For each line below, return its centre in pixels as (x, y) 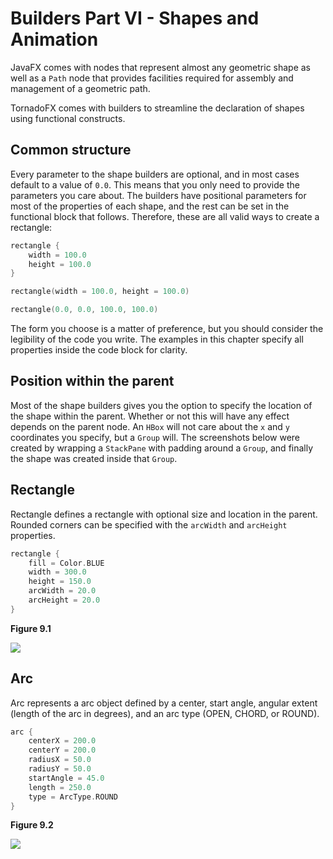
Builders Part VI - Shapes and (135, 18)
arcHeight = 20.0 (64, 600)
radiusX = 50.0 (60, 760)
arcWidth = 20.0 (62, 591)
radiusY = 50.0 (60, 769)
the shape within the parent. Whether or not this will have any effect (150, 416)
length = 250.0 (60, 787)
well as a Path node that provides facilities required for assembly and (152, 78)
